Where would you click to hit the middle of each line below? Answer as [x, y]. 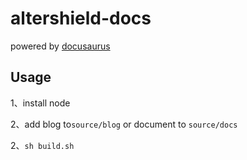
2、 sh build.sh [42, 145]
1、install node [40, 103]
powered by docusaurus [60, 46]
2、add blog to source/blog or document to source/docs [124, 124]
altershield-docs [81, 18]
